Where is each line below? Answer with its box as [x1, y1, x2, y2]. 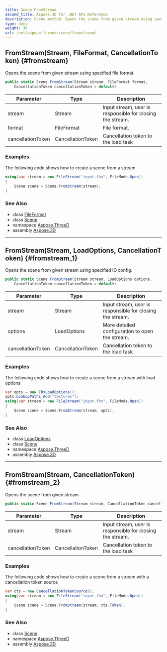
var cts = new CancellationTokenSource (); [5, 589, 94, 594]
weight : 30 [5, 26, 28, 31]
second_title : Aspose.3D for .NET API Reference [5, 12, 108, 17]
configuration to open [102, 328, 153, 335]
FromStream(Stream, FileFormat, [5, 49, 109, 57]
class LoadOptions [12, 436, 51, 442]
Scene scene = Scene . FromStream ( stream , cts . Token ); [14, 603, 126, 608]
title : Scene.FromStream [5, 7, 57, 12]
